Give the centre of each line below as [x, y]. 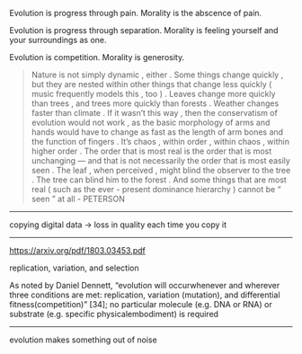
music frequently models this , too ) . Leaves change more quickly [153, 94]
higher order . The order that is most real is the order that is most [151, 151]
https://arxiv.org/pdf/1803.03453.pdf [77, 250]
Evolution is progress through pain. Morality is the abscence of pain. [136, 13]
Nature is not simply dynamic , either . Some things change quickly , [157, 75]
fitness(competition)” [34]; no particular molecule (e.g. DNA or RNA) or [141, 304]
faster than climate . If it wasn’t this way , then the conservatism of [155, 113]
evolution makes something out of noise [83, 340]
